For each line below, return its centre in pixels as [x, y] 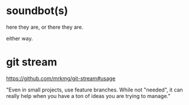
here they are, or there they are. [45, 27]
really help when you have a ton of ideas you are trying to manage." [88, 96]
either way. [20, 38]
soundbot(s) [37, 11]
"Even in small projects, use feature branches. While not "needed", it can [94, 90]
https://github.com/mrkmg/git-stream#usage [61, 78]
